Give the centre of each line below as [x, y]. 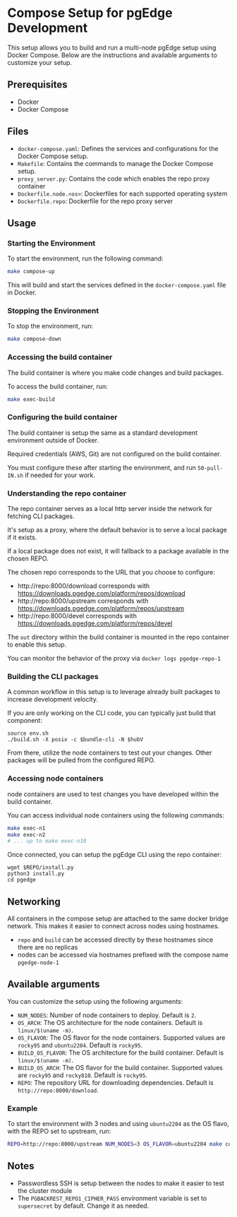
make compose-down [34, 339]
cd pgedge [22, 880]
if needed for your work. [60, 475]
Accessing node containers [55, 779]
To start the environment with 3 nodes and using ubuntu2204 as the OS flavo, [118, 1124]
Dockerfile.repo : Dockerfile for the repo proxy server [95, 201]
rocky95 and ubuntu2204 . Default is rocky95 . [80, 1045]
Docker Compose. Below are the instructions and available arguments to [112, 55]
